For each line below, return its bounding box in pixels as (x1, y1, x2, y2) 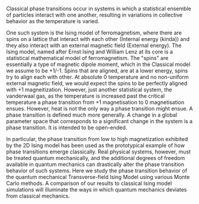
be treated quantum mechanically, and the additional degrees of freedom (6, 155, 185, 161)
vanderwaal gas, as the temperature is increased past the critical (6, 92, 165, 99)
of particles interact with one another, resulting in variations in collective (6, 11, 183, 18)
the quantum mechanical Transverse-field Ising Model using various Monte (6, 174, 190, 180)
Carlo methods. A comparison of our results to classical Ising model (6, 180, 172, 187)
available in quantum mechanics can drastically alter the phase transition (6, 161, 184, 168)
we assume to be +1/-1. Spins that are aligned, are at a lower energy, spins (6, 67, 188, 74)
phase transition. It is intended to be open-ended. (6, 124, 128, 131)
